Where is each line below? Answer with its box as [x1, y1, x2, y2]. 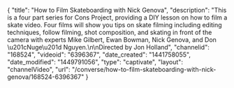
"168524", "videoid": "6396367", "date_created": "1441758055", [7, 50, 191, 59]
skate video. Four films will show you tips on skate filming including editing [7, 21, 222, 29]
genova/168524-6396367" [7, 73, 85, 81]
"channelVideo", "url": [7, 66, 71, 73]
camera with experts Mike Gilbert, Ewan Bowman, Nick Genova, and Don [7, 36, 217, 44]
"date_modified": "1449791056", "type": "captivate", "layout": [7, 58, 184, 66]
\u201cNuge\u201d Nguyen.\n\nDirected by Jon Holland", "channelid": [7, 43, 210, 51]
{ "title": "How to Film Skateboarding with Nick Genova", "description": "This [7, 6, 227, 14]
